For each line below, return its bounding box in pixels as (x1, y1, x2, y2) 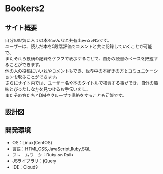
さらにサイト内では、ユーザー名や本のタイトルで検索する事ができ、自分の (5, 80, 154, 86)
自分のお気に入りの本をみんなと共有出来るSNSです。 (5, 38, 112, 43)
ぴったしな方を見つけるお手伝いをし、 (13, 86, 91, 92)
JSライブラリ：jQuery (12, 158, 57, 164)
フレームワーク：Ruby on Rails (12, 152, 74, 158)
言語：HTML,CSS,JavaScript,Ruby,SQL (12, 146, 91, 152)
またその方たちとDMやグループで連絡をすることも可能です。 (5, 92, 127, 98)
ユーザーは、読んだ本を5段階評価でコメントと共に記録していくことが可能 (5, 43, 152, 49)
